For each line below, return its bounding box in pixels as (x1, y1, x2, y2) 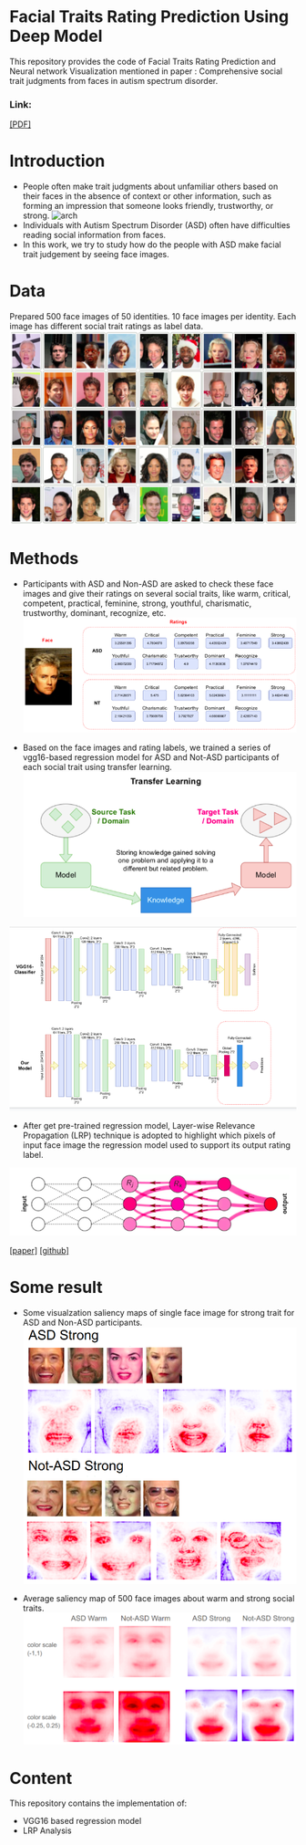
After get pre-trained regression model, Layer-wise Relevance (22, 1121, 256, 1131)
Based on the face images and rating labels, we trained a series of (22, 742, 271, 754)
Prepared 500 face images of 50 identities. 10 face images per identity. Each (9, 311, 297, 322)
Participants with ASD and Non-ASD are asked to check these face (22, 578, 274, 589)
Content (9, 1767, 73, 1788)
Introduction (9, 151, 106, 172)
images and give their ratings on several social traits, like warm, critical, (22, 588, 291, 599)
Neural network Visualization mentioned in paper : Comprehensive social (9, 66, 283, 77)
